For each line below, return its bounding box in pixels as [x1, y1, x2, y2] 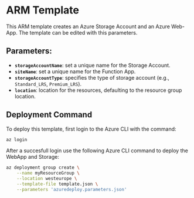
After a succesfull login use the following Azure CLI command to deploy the [6, 147, 189, 154]
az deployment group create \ [6, 165, 80, 170]
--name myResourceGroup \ [16, 170, 80, 176]
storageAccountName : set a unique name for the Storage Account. [14, 62, 171, 69]
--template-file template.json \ [16, 181, 98, 187]
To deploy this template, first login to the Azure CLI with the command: [6, 125, 177, 132]
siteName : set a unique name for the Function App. [14, 68, 136, 75]
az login [6, 136, 28, 142]
